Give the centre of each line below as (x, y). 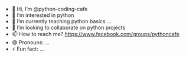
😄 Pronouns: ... (31, 42)
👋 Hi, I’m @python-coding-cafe (50, 9)
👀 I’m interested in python (43, 15)
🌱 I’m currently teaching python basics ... (61, 21)
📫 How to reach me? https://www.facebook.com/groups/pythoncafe (96, 34)
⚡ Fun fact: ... (28, 49)
